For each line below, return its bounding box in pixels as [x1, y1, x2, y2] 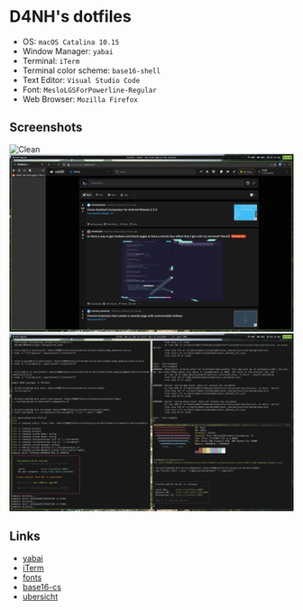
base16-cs [22, 581, 61, 592]
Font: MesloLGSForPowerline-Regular [22, 84, 158, 95]
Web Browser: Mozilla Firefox [22, 93, 138, 105]
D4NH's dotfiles [9, 6, 133, 27]
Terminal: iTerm [22, 55, 80, 66]
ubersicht [22, 591, 59, 602]
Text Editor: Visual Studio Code [22, 74, 141, 85]
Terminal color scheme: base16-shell [22, 65, 161, 76]
